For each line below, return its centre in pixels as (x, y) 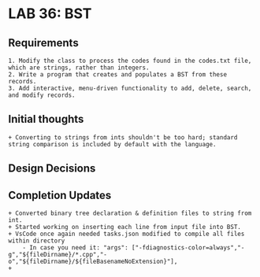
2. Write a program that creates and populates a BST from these (117, 75)
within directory (37, 241)
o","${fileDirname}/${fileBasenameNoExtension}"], (93, 262)
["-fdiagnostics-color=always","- (188, 248)
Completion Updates (60, 195)
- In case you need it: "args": (75, 248)
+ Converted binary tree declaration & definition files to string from (130, 213)
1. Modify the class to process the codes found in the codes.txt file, (130, 61)
